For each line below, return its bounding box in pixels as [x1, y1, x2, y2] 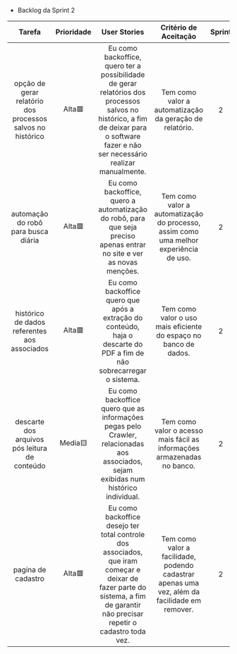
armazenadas [156, 452, 202, 462]
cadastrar [162, 569, 195, 579]
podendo [164, 560, 194, 570]
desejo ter [106, 521, 140, 531]
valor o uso [160, 313, 197, 323]
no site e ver [102, 249, 143, 258]
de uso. [166, 253, 192, 263]
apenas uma [158, 578, 200, 588]
